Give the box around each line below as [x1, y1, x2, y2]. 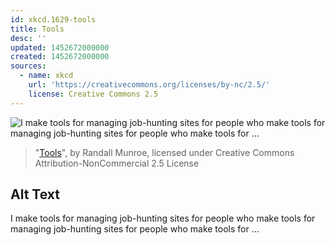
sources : [10, 61, 47, 71]
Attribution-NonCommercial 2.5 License [34, 157, 200, 169]
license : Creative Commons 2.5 [28, 89, 159, 99]
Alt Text [10, 186, 60, 203]
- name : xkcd [19, 71, 74, 81]
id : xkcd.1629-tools [10, 14, 97, 25]
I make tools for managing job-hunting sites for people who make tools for [10, 212, 316, 225]
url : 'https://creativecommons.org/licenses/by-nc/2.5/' [28, 80, 271, 90]
